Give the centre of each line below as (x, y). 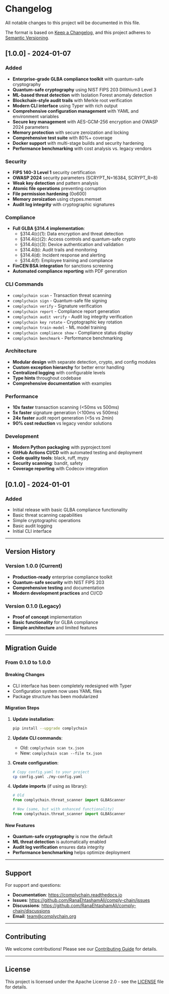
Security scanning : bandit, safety (48, 463)
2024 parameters (30, 127)
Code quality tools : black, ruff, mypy (51, 458)
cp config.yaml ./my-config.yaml (48, 777)
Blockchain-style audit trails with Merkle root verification (72, 100)
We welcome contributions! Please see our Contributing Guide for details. (81, 949)
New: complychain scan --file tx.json (61, 753)
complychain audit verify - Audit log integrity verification (72, 316)
